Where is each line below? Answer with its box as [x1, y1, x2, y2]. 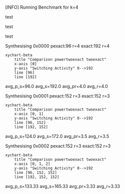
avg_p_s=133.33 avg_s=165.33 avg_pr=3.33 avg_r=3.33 [5, 183, 120, 189]
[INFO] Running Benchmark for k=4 [5, 4, 79, 10]
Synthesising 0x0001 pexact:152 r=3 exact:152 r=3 [5, 93, 110, 99]
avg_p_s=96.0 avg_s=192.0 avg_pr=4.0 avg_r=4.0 [5, 83, 108, 89]
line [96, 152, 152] [14, 170, 57, 175]
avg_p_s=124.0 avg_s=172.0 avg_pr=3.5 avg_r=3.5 [5, 133, 109, 139]
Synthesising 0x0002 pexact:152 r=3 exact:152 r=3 [5, 143, 111, 149]
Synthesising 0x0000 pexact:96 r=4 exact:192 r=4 [5, 43, 109, 49]
